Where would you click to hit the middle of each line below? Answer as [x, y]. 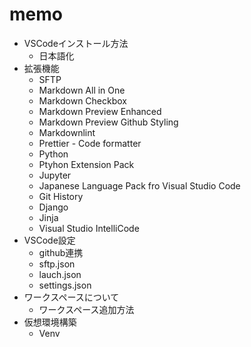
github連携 [61, 252]
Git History [61, 196]
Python [53, 154]
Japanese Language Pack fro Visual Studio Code [139, 185]
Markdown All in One [82, 90]
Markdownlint [67, 132]
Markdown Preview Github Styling [108, 122]
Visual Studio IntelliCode [89, 228]
